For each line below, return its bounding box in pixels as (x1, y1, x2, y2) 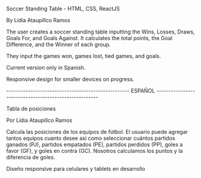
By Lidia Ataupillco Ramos (6, 17, 71, 23)
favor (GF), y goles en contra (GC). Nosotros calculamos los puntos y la (6, 148, 183, 154)
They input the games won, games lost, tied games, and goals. (6, 53, 161, 59)
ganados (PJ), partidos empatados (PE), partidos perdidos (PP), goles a (6, 141, 183, 148)
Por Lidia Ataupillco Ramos (6, 116, 73, 124)
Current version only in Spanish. (6, 64, 86, 71)
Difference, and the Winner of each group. (6, 41, 111, 48)
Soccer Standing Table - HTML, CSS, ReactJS (6, 5, 120, 12)
